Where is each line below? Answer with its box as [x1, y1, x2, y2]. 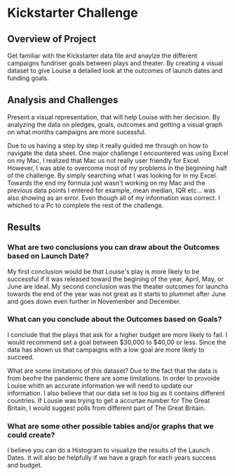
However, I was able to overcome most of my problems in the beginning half [7, 164, 227, 172]
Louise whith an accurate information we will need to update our [7, 381, 193, 390]
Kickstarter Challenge [7, 5, 138, 21]
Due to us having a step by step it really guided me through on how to [7, 141, 209, 150]
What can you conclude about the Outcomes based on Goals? [7, 315, 222, 324]
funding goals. [7, 74, 49, 82]
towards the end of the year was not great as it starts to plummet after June [7, 289, 226, 298]
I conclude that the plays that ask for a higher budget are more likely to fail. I [7, 330, 228, 338]
